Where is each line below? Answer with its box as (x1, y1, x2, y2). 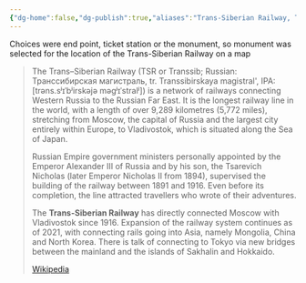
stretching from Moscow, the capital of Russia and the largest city (31, 114, 279, 125)
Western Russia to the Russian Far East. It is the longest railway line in (31, 95, 294, 106)
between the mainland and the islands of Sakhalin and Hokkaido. (31, 246, 275, 257)
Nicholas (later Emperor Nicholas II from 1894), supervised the (31, 170, 267, 181)
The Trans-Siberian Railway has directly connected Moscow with (31, 207, 280, 218)
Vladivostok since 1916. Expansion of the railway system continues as (31, 217, 293, 227)
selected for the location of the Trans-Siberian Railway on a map (9, 47, 251, 59)
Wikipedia (31, 263, 70, 274)
